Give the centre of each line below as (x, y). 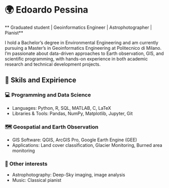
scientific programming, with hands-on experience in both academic (76, 58)
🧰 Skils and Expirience (41, 80)
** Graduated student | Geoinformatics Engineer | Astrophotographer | (78, 27)
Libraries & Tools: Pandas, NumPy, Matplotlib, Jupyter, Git (72, 113)
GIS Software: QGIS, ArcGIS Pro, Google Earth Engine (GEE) (75, 140)
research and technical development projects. (53, 64)
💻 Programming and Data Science (48, 95)
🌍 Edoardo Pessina (46, 10)
